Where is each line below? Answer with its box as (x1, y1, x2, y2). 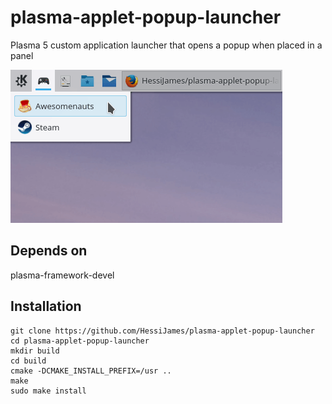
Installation (10, 298, 82, 315)
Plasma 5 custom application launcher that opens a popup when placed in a (10, 39, 323, 51)
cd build (10, 356, 47, 366)
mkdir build (10, 346, 60, 356)
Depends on (10, 242, 88, 260)
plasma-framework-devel (10, 269, 115, 281)
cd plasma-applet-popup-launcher (10, 336, 150, 346)
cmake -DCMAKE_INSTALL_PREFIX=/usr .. (10, 366, 172, 376)
